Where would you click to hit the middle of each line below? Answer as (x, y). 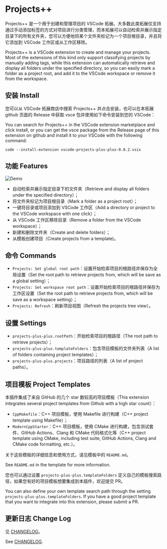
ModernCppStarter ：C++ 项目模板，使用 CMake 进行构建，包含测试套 (83, 426)
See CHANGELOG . (24, 542)
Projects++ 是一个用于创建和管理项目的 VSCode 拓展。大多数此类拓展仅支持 (83, 23)
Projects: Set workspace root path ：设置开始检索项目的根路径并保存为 (86, 287)
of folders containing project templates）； (55, 355)
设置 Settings (26, 323)
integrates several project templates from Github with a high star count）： (81, 403)
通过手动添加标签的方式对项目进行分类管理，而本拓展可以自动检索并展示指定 (83, 30)
